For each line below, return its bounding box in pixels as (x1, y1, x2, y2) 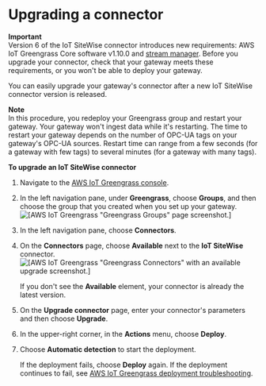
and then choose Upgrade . (19, 314, 108, 323)
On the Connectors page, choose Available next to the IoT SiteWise (19, 241, 244, 250)
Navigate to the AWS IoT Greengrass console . (19, 177, 169, 187)
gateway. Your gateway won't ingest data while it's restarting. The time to (8, 122, 248, 131)
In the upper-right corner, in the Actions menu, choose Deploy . (19, 329, 227, 338)
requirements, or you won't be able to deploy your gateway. (8, 65, 203, 75)
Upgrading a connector (8, 6, 164, 24)
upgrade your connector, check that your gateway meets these (8, 57, 214, 67)
